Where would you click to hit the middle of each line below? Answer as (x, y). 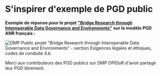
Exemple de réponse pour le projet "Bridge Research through (69, 23)
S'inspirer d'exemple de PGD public (79, 9)
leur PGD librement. (25, 68)
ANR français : (20, 33)
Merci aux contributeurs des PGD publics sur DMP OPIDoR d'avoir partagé (80, 63)
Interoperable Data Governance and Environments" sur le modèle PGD (79, 28)
